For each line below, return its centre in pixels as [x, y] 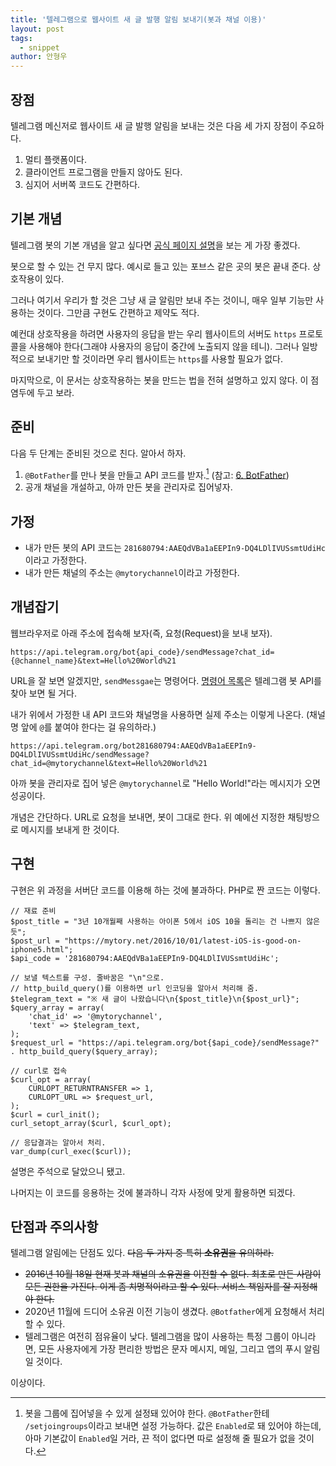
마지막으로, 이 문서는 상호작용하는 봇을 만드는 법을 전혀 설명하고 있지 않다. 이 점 [165, 380]
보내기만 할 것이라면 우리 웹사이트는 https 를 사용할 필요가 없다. [159, 358]
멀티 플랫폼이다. [55, 159]
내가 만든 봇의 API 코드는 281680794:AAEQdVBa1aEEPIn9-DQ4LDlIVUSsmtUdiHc [175, 548]
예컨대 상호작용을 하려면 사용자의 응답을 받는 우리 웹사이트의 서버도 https [153, 333]
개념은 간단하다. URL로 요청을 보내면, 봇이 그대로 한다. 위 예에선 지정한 [148, 817]
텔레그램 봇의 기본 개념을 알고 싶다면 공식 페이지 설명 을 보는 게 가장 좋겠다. [155, 245]
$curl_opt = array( [51, 1079]
